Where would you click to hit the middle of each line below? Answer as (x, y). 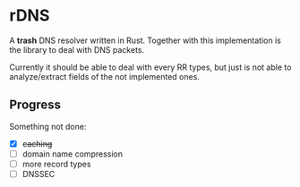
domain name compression (73, 154)
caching (37, 143)
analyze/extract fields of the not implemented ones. (104, 76)
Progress (35, 105)
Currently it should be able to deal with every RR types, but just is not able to (150, 67)
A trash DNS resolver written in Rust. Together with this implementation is (146, 40)
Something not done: (48, 126)
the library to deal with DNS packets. (77, 49)
